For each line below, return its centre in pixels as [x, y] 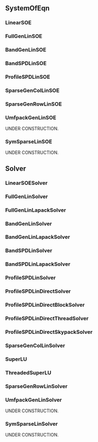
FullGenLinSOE [24, 36]
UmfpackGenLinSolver [33, 400]
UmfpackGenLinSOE [31, 117]
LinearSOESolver [26, 183]
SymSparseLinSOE [29, 142]
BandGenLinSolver [29, 223]
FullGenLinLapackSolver [36, 210]
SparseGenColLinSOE [32, 90]
